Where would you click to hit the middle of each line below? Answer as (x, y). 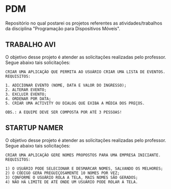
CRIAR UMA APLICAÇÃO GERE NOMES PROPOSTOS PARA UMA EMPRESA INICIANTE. (83, 155)
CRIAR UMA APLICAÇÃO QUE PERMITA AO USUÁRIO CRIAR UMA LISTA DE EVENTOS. (86, 72)
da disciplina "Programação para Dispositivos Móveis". (63, 28)
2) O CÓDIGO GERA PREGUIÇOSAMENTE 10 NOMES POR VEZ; (63, 173)
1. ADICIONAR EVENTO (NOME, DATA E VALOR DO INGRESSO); (66, 85)
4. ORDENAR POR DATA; (28, 99)
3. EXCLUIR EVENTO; (26, 94)
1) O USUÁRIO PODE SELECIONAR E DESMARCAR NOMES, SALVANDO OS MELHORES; (84, 169)
